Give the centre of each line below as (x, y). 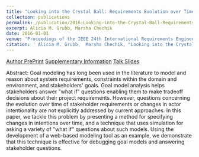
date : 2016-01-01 (28, 34)
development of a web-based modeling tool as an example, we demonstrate (99, 135)
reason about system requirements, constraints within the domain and (92, 79)
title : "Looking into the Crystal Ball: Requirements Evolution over (94, 12)
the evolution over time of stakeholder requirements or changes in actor (94, 104)
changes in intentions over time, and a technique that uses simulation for (95, 123)
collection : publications (38, 17)
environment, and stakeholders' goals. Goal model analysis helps (85, 85)
